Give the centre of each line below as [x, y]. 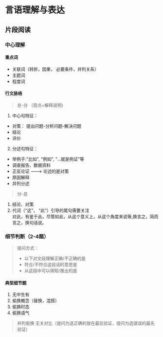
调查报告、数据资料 [31, 165]
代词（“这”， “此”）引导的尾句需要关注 [51, 210]
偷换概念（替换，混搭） [36, 301]
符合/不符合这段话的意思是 [51, 265]
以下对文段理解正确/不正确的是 [55, 258]
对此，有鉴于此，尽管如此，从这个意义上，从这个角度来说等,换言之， [81, 216]
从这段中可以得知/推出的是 [51, 271]
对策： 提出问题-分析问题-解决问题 [47, 126]
